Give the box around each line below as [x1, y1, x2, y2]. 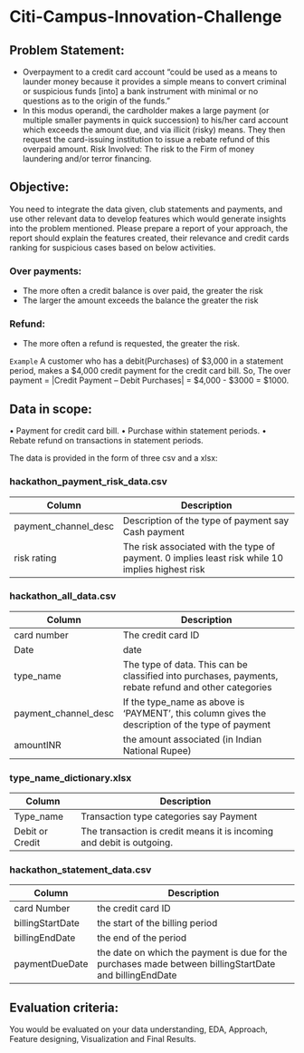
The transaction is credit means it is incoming [81, 825, 274, 838]
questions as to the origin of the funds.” [22, 95, 171, 106]
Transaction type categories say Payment [81, 810, 258, 823]
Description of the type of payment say [122, 514, 290, 527]
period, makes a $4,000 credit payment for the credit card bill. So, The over [9, 366, 291, 376]
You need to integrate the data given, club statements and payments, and [9, 203, 283, 214]
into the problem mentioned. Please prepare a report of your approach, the [9, 222, 288, 233]
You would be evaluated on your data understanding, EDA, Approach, [9, 1024, 269, 1035]
